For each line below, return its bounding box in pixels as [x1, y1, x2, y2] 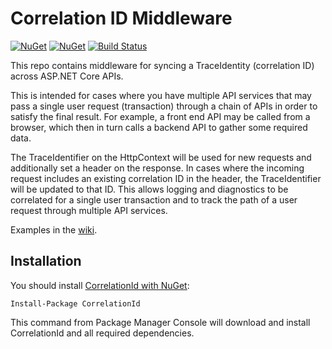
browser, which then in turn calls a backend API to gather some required [10, 121, 308, 133]
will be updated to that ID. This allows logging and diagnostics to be [10, 183, 289, 195]
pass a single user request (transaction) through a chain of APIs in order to [10, 100, 318, 112]
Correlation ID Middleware [10, 7, 233, 30]
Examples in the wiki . [10, 223, 98, 236]
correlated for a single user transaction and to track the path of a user [10, 193, 298, 206]
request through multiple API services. [10, 204, 168, 216]
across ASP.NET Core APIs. [10, 70, 124, 82]
